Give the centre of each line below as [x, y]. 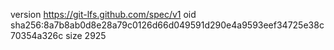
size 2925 [86, 35]
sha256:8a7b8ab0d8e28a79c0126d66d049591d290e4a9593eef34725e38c [167, 25]
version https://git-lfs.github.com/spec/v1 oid [103, 14]
